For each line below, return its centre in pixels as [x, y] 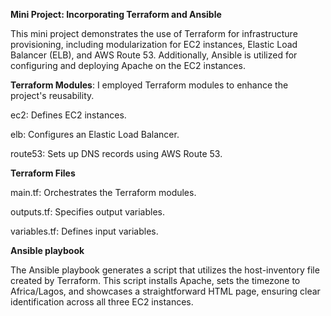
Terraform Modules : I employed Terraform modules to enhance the [149, 85]
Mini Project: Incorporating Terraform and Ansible [116, 14]
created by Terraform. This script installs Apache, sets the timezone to [155, 280]
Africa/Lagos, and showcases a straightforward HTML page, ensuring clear [165, 291]
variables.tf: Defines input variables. [84, 231]
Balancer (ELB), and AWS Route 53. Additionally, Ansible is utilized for [154, 55]
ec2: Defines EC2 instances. [68, 115]
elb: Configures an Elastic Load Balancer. [95, 134]
